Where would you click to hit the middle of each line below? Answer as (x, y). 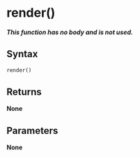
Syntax (22, 54)
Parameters (32, 130)
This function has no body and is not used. (70, 32)
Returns (24, 92)
